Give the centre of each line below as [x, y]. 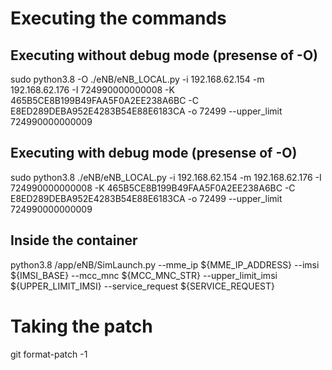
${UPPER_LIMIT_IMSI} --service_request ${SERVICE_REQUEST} [143, 286]
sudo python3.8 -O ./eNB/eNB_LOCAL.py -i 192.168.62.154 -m [137, 79]
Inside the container [74, 240]
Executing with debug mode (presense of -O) [154, 153]
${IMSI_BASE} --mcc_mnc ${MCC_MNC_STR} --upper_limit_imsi [144, 275]
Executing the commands [118, 18]
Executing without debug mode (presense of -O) [164, 55]
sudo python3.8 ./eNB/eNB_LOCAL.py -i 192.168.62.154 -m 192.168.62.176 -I [166, 177]
